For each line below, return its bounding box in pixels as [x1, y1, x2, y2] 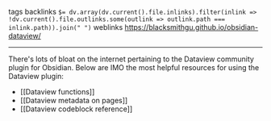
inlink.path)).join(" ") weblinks [8, 23, 123, 31]
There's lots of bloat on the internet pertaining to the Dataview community [8, 54, 254, 64]
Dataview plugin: [8, 72, 65, 81]
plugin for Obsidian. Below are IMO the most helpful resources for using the [8, 63, 260, 72]
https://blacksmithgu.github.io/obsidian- [124, 23, 259, 31]
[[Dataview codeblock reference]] [19, 104, 133, 114]
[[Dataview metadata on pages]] [19, 96, 128, 105]
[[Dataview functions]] [19, 87, 95, 96]
